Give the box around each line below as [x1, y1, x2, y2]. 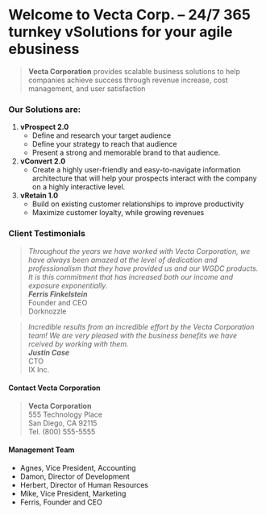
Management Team [8, 445, 75, 455]
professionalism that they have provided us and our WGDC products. [27, 264, 259, 273]
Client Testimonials [8, 228, 86, 239]
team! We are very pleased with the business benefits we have [27, 330, 238, 340]
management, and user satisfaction [27, 83, 146, 93]
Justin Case [27, 347, 70, 357]
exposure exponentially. [27, 280, 108, 290]
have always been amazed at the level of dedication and [27, 255, 218, 264]
